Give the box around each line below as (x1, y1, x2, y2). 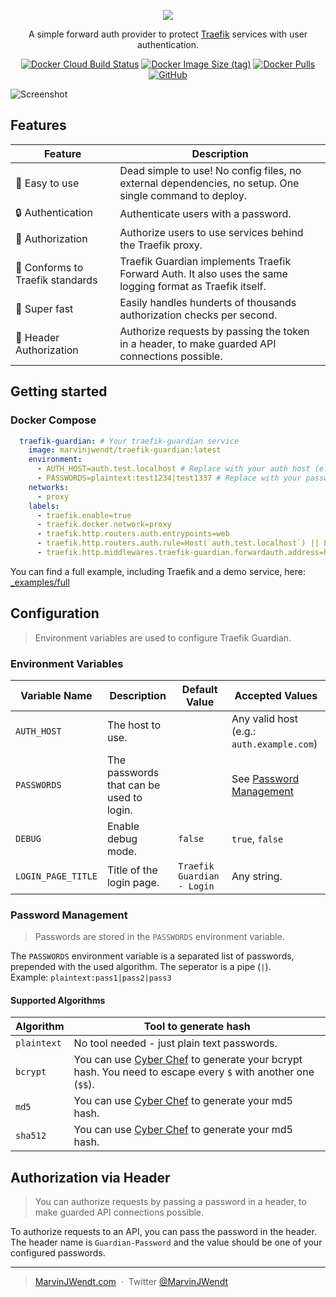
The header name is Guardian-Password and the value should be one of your (10, 1236, 323, 1249)
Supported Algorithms (10, 994, 106, 1006)
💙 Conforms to (15, 260, 84, 274)
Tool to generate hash (143, 1020, 251, 1034)
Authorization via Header (10, 1169, 171, 1186)
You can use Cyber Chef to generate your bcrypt (73, 1053, 303, 1067)
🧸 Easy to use (15, 176, 80, 190)
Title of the (106, 863, 158, 877)
